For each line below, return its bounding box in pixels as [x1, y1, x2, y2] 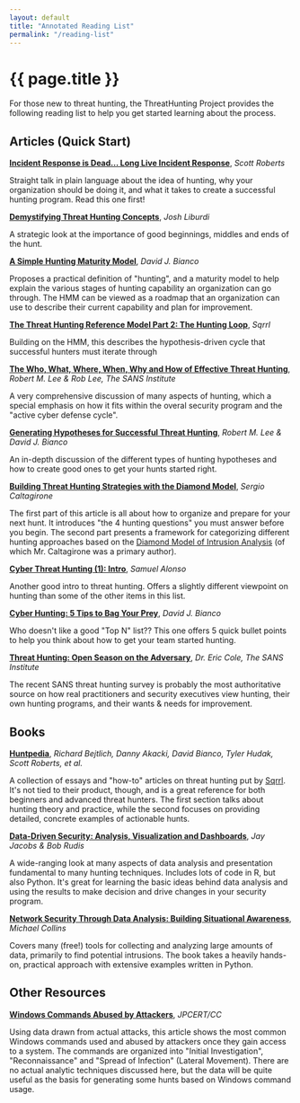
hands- [260, 949, 287, 960]
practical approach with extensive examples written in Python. [22, 958, 253, 970]
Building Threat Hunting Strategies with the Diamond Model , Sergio [9, 481, 265, 492]
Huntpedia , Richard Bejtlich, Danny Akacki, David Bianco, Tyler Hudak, [9, 747, 274, 759]
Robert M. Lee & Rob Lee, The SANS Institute [9, 374, 176, 384]
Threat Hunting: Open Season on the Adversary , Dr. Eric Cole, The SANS [9, 652, 284, 663]
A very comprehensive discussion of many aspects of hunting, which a [9, 391, 272, 401]
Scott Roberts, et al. [9, 757, 84, 768]
